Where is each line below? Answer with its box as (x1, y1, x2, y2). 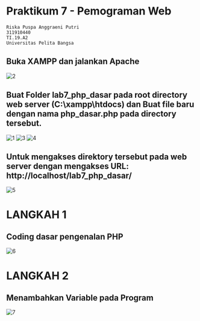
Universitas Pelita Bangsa (6, 40, 74, 46)
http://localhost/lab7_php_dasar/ (6, 170, 133, 180)
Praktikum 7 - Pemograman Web (6, 4, 172, 18)
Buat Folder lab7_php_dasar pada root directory (6, 90, 188, 100)
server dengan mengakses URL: (6, 161, 130, 171)
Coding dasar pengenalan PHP (6, 231, 123, 242)
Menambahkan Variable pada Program (6, 293, 154, 303)
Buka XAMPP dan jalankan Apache (6, 56, 140, 67)
